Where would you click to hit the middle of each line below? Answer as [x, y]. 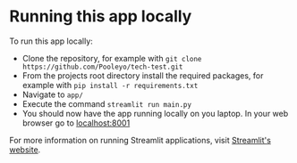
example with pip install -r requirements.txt [110, 85]
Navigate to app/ [52, 94]
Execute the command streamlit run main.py [107, 103]
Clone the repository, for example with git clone [112, 58]
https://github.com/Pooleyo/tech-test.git [102, 67]
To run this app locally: [51, 41]
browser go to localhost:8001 [76, 123]
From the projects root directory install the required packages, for [143, 75]
